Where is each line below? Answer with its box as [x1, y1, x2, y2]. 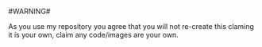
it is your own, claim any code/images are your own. [8, 31, 179, 39]
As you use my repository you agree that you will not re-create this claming [8, 22, 254, 31]
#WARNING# [8, 7, 51, 16]
